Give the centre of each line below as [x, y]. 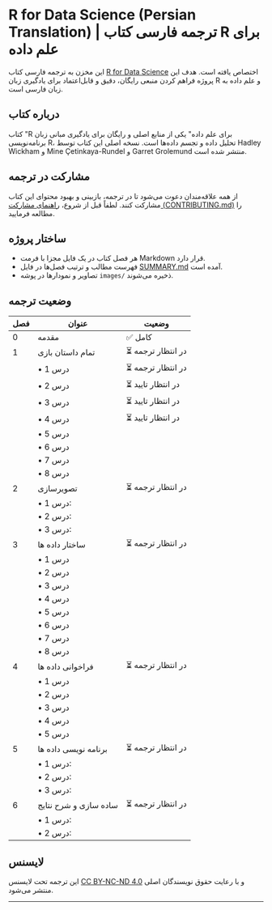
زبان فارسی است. [36, 89]
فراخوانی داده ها [66, 666]
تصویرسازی [58, 488]
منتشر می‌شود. [31, 890]
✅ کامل [139, 338]
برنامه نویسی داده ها [72, 749]
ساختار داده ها [62, 544]
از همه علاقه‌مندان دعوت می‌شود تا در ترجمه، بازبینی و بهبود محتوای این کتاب [123, 196]
